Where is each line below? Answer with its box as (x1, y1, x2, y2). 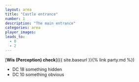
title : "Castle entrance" (5, 12, 58, 17)
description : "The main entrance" (5, 20, 76, 26)
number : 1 (5, 16, 26, 21)
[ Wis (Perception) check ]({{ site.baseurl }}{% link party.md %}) (5, 57, 135, 62)
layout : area (5, 7, 32, 12)
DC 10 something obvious (12, 71, 64, 77)
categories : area (5, 25, 41, 30)
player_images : (5, 30, 36, 35)
